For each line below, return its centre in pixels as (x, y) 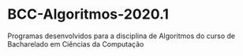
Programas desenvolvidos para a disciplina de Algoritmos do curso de (121, 36)
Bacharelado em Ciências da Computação (76, 44)
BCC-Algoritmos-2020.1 (88, 14)
